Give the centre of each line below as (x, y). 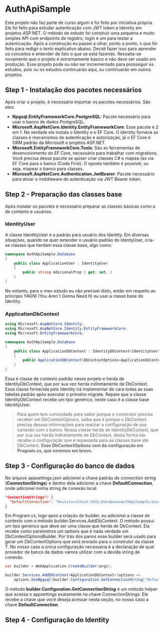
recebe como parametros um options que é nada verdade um (67, 531)
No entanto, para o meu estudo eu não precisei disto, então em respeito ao (81, 290)
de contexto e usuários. (29, 211)
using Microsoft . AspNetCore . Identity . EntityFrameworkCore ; (66, 329)
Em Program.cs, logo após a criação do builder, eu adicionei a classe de (78, 516)
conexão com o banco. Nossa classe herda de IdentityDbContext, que (88, 430)
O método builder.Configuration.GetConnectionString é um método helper (81, 589)
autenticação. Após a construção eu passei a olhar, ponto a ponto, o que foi (81, 43)
